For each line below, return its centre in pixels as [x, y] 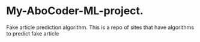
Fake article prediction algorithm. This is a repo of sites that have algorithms [100, 27]
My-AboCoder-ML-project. [75, 11]
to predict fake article [33, 33]
